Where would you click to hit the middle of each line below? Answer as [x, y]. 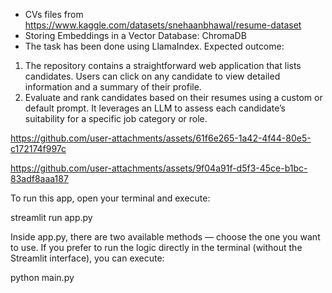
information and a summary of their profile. [113, 87]
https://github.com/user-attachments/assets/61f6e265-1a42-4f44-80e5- [161, 138]
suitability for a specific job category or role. [116, 118]
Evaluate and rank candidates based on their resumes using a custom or [173, 97]
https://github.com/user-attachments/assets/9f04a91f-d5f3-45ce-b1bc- [159, 168]
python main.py [42, 277]
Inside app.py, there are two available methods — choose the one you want [165, 237]
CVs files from [54, 14]
